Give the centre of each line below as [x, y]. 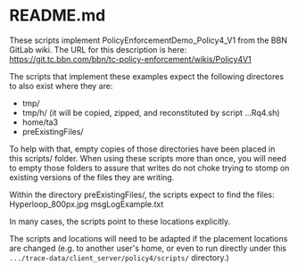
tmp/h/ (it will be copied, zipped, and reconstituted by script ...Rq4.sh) [151, 112]
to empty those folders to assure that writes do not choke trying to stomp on [149, 168]
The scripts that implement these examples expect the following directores [146, 76]
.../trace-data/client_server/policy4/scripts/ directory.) [119, 257]
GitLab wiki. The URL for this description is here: [98, 49]
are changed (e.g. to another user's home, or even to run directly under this [148, 248]
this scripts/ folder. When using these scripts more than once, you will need [148, 158]
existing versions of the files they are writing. [92, 177]
